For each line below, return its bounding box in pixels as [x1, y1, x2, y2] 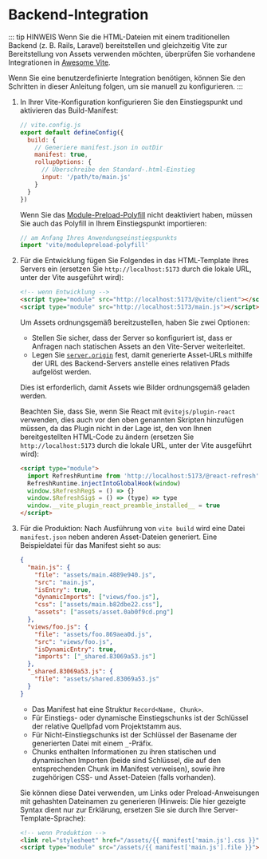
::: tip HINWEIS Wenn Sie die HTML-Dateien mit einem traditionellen [8, 32, 230, 42]
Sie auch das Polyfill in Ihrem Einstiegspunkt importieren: [19, 218, 207, 228]
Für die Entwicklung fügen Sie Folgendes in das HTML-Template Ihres [19, 256, 249, 266]
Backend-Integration [8, 6, 149, 24]
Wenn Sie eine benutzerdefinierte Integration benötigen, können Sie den [8, 73, 245, 82]
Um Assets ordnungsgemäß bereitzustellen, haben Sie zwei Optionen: [19, 318, 250, 327]
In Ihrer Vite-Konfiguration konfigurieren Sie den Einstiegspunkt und [19, 97, 243, 106]
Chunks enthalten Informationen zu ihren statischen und [31, 746, 217, 757]
